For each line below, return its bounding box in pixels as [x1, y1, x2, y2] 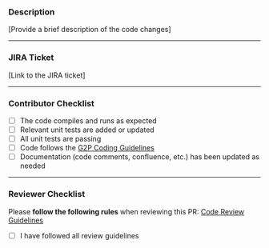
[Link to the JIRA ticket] [8, 70, 86, 80]
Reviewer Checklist [8, 189, 86, 200]
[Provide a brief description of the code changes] [8, 25, 171, 34]
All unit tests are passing [19, 134, 102, 144]
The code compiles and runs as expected [19, 115, 158, 126]
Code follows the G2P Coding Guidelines [19, 143, 155, 153]
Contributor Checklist [8, 98, 94, 109]
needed [19, 161, 46, 170]
